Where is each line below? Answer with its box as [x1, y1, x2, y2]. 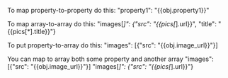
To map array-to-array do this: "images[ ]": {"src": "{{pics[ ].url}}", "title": [7, 20, 217, 28]
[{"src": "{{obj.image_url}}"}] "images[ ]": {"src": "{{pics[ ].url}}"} [7, 62, 194, 70]
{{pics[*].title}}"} [7, 28, 56, 35]
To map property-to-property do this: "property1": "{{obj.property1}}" [7, 6, 210, 14]
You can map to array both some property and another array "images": [7, 55, 214, 63]
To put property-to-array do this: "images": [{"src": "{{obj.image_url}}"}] [7, 41, 218, 49]
